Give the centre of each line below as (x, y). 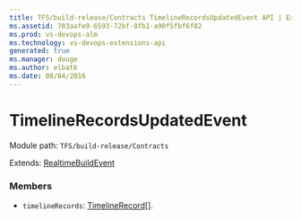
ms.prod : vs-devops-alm (54, 34)
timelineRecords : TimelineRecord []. (88, 205)
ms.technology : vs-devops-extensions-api (88, 43)
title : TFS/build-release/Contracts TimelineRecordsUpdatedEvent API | (146, 18)
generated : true (39, 51)
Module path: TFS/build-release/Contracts (89, 145)
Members (30, 186)
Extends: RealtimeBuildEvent (62, 162)
